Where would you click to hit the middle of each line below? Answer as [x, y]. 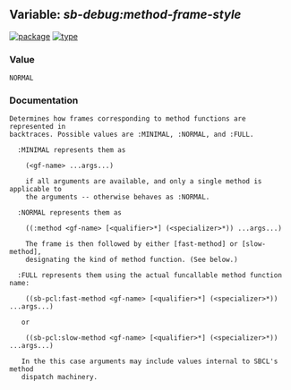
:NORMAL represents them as [70, 213]
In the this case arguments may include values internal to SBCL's [150, 361]
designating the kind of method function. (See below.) [132, 260]
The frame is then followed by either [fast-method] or [132, 244]
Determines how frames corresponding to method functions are [128, 119]
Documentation [44, 100]
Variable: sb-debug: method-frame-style [125, 15]
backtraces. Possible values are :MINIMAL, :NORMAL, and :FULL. [132, 135]
